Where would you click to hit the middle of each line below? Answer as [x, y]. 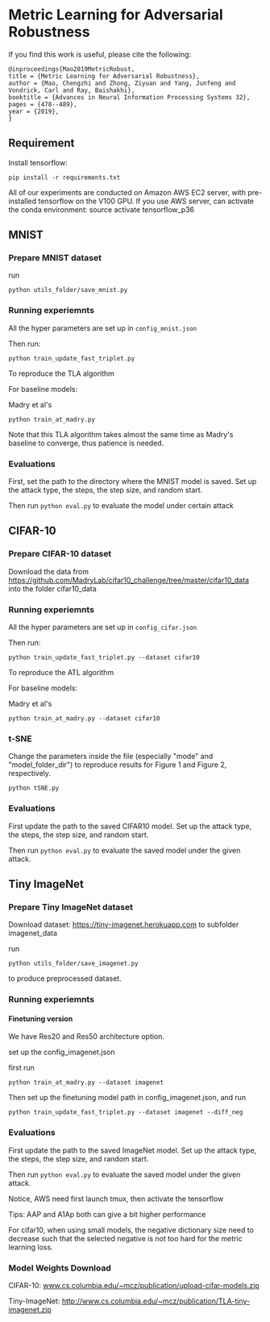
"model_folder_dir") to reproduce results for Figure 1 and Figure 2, [118, 765]
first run [21, 1068]
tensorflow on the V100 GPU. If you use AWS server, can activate [146, 201]
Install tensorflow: [38, 162]
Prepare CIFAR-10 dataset [60, 554]
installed [23, 201]
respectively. [29, 774]
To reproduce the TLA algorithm [62, 373]
